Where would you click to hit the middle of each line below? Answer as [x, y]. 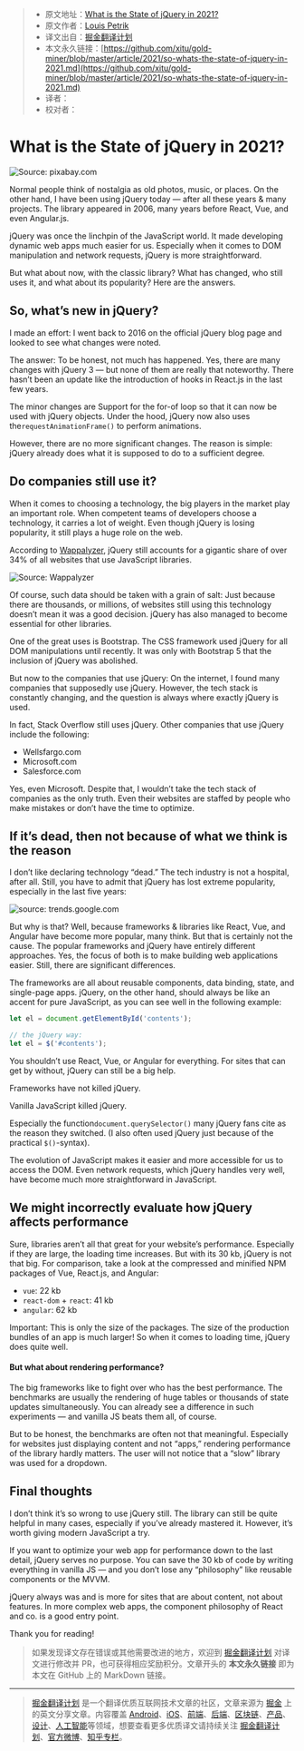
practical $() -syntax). [50, 1143]
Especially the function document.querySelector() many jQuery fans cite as [148, 1123]
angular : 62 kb [50, 1309]
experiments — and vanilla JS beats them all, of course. [113, 1417]
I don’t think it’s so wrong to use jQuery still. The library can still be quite [143, 1513]
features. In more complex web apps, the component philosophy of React [146, 1606]
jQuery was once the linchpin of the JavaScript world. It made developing [146, 236]
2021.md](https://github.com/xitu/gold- [118, 68]
